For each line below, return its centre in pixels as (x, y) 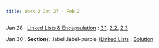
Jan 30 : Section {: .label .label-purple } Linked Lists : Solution (80, 39)
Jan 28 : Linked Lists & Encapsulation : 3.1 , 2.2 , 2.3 (67, 28)
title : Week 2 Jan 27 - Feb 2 (43, 11)
